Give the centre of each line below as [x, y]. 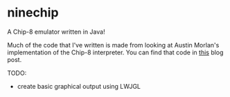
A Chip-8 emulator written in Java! [56, 32]
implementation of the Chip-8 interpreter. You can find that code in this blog [115, 52]
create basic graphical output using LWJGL [79, 86]
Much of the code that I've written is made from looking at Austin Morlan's [113, 45]
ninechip [33, 13]
